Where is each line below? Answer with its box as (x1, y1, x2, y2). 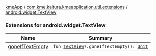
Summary (88, 35, 113, 42)
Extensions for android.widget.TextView (5, 22, 106, 29)
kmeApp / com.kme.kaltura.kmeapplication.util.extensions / (5, 4, 128, 10)
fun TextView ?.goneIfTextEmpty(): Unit (53, 44, 148, 49)
